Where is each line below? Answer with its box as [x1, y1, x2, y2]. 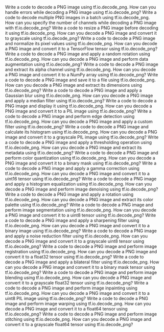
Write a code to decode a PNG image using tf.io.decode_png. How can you [5, 4, 156, 10]
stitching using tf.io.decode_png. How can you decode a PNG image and [5, 316, 152, 322]
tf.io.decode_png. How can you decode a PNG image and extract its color [5, 197, 153, 202]
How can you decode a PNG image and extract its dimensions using [5, 82, 142, 88]
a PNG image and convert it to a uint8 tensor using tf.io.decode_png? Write [5, 213, 156, 218]
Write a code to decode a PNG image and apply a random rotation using [5, 51, 150, 57]
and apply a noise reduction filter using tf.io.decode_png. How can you [5, 233, 148, 239]
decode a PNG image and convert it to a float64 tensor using [5, 306, 128, 311]
